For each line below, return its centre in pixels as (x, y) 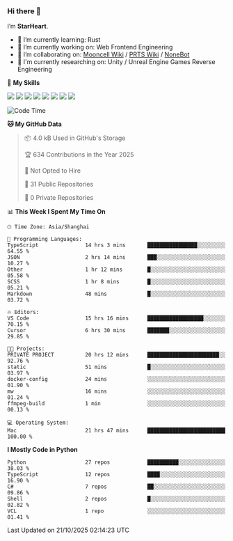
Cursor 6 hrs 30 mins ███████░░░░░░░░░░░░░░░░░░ (116, 331)
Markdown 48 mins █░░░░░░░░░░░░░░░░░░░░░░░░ (116, 294)
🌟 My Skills (24, 83)
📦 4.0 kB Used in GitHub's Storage (75, 138)
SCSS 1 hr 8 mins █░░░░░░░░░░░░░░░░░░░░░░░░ (116, 282)
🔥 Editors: (23, 313)
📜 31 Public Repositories (59, 185)
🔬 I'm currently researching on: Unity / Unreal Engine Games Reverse (116, 62)
